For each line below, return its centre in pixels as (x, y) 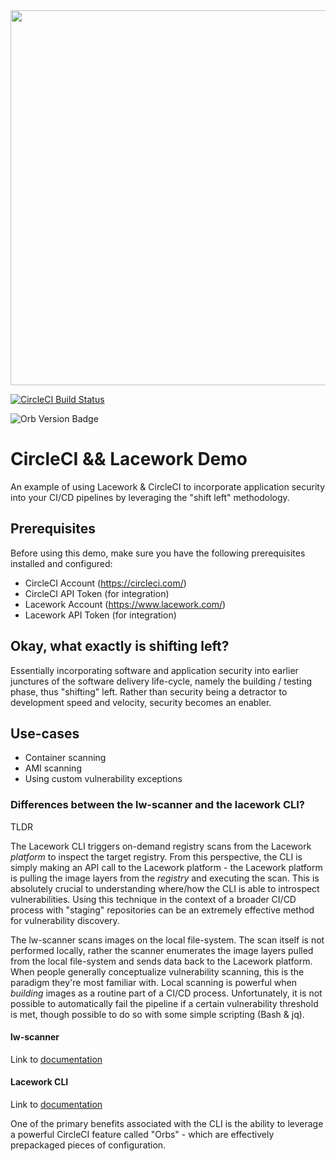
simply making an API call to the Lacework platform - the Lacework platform (166, 867)
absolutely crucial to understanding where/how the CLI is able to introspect (165, 888)
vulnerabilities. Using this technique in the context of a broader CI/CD (153, 899)
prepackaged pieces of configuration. (88, 1145)
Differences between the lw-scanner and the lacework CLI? (157, 805)
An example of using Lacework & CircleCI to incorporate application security (168, 486)
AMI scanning (53, 768)
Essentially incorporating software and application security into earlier (154, 670)
